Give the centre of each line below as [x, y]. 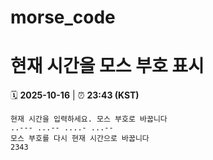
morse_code [63, 17]
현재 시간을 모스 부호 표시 [107, 66]
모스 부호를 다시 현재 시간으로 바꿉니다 [80, 139]
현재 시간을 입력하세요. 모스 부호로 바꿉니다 [89, 119]
